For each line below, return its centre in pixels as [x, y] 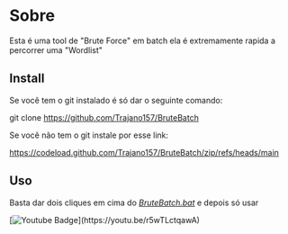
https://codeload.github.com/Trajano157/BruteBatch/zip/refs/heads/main [144, 152]
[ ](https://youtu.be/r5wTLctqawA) [105, 220]
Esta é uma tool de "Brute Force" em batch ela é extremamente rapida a [143, 40]
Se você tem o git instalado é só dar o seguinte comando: [116, 100]
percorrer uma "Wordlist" [56, 49]
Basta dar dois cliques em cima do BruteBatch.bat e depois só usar [134, 202]
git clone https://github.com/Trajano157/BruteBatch [104, 117]
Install [27, 79]
